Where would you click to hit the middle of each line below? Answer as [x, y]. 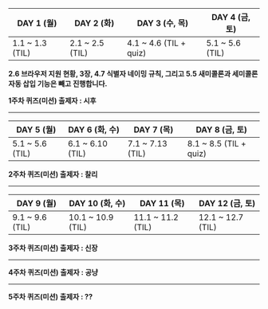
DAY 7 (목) [154, 129]
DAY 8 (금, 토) [221, 129]
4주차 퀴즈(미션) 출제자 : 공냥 [53, 272]
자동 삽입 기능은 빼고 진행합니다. [58, 84]
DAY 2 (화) [95, 23]
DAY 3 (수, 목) [163, 23]
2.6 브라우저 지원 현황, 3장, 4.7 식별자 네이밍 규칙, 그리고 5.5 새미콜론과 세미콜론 [133, 74]
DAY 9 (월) [37, 203]
